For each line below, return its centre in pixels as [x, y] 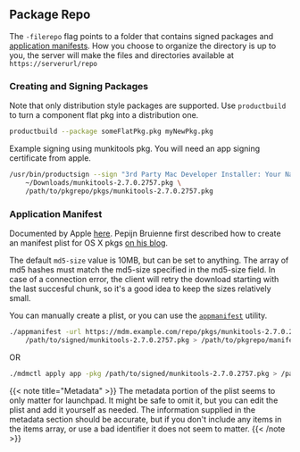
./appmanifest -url [46, 331]
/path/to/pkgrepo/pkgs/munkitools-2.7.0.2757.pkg [120, 191]
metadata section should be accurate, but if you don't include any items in [146, 419]
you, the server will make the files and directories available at [122, 55]
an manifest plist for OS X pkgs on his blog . [88, 243]
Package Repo [50, 15]
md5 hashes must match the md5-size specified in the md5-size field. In [142, 269]
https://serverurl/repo [54, 63]
